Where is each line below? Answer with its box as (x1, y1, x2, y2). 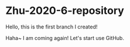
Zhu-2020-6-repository (5, 4, 124, 17)
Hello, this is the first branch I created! (5, 23, 98, 30)
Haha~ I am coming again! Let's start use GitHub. (5, 34, 124, 41)
